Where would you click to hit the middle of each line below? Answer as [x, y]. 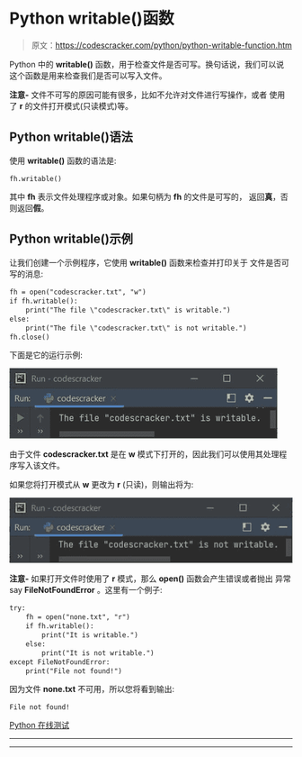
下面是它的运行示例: [46, 355]
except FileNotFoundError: [60, 662]
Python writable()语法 [71, 137]
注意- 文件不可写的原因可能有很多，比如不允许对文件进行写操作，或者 [138, 95]
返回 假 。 [33, 207]
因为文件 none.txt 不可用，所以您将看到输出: [92, 689]
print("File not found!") [74, 671]
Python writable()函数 [92, 18]
